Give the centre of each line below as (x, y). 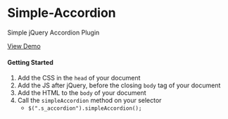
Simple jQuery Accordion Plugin (53, 32)
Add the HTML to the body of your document (82, 93)
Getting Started (31, 62)
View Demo (24, 46)
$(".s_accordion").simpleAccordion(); (85, 108)
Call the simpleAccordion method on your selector (89, 101)
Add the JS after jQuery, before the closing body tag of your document (119, 85)
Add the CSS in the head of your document (79, 78)
